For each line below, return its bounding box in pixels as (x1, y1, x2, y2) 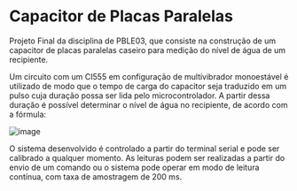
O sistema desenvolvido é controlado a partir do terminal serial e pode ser (9, 143, 280, 154)
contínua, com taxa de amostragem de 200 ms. (9, 171, 183, 182)
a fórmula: (9, 109, 47, 119)
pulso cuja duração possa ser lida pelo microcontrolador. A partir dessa (9, 90, 270, 101)
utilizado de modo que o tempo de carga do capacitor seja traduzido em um (9, 80, 287, 91)
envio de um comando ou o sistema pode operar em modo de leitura (9, 162, 260, 172)
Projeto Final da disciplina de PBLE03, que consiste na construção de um (9, 35, 277, 46)
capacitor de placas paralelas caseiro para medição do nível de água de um (9, 44, 286, 55)
